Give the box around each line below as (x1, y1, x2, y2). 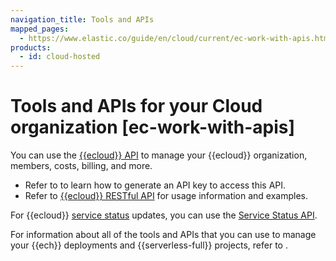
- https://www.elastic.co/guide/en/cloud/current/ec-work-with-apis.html (19, 33, 333, 43)
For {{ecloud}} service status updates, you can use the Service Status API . (10, 209, 318, 221)
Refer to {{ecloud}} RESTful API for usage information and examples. (24, 190, 309, 202)
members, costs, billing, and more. (10, 160, 153, 172)
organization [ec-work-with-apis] (10, 116, 296, 139)
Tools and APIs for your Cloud (10, 95, 263, 118)
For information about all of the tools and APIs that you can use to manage (10, 229, 317, 241)
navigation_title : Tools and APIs (10, 14, 155, 25)
